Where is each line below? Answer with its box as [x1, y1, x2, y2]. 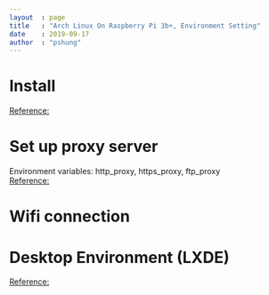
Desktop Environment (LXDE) [9, 247, 230, 267]
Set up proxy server [9, 137, 159, 156]
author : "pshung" [9, 37, 82, 47]
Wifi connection [9, 206, 131, 227]
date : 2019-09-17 [9, 29, 90, 38]
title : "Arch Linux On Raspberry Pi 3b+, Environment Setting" [9, 21, 261, 30]
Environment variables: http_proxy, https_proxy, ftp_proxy [9, 166, 221, 177]
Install [9, 76, 56, 96]
